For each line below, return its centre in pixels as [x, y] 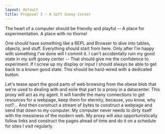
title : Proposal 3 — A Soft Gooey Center [48, 14]
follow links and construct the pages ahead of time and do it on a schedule [81, 121]
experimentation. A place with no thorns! [46, 33]
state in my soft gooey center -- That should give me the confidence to [77, 59]
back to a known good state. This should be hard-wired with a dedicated [79, 69]
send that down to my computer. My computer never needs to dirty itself [79, 110]
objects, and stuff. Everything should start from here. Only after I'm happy [80, 48]
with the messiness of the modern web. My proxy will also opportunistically [82, 115]
